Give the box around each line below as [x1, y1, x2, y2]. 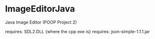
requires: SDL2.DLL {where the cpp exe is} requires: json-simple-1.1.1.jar [5, 28, 150, 34]
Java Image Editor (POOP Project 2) [5, 19, 77, 25]
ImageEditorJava [5, 3, 75, 14]
